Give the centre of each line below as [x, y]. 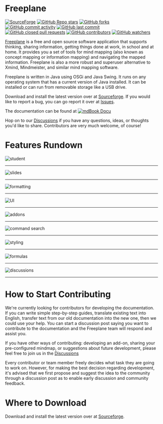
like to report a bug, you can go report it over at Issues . [60, 101]
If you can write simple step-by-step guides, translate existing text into [76, 313]
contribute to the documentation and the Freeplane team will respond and [79, 328]
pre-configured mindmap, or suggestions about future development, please [81, 348]
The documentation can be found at [41, 111]
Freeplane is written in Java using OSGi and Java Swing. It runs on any [76, 77]
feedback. [15, 383]
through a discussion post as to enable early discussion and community [77, 378]
